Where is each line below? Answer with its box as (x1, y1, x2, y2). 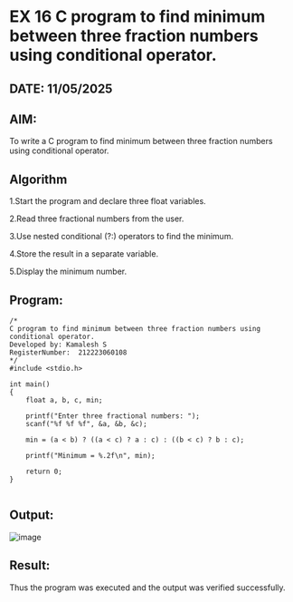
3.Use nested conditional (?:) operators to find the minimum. (9, 231, 233, 242)
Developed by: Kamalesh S (9, 340, 107, 350)
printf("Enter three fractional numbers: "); (25, 412, 201, 421)
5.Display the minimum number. (9, 266, 128, 277)
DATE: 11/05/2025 (9, 81, 113, 96)
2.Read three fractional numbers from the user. (9, 213, 184, 224)
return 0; (25, 467, 63, 477)
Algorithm (9, 171, 68, 187)
